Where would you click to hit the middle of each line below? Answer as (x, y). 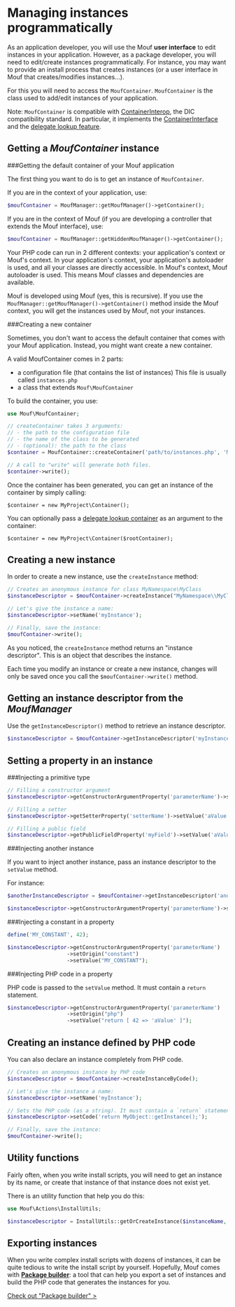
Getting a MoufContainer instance (83, 148)
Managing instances (68, 13)
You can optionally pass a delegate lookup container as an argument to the (115, 518)
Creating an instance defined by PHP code (101, 1043)
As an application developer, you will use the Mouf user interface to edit (112, 47)
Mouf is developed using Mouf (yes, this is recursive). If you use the (105, 296)
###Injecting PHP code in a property (60, 974)
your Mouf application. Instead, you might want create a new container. (110, 345)
